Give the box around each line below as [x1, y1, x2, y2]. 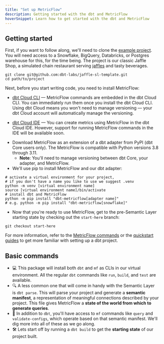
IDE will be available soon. [12, 130, 65, 136]
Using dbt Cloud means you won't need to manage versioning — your [12, 105, 153, 111]
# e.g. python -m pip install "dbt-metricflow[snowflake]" [5, 201, 128, 206]
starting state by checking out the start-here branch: [12, 215, 120, 220]
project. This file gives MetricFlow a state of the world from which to [12, 300, 152, 306]
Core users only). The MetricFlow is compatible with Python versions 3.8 [12, 145, 159, 150]
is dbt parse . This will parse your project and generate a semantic [12, 290, 145, 296]
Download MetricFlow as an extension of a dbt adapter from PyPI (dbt [12, 140, 153, 146]
